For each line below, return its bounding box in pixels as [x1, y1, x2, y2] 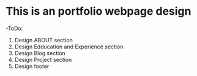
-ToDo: [6, 25, 23, 32]
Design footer [14, 63, 50, 70]
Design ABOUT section [14, 36, 73, 44]
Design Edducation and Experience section [14, 43, 124, 50]
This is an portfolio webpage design [6, 4, 191, 18]
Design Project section [14, 56, 72, 63]
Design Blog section [14, 49, 65, 56]
